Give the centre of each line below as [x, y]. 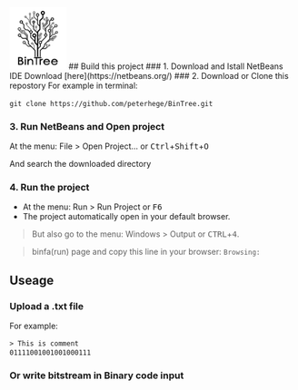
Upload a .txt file [47, 306]
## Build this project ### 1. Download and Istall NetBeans [175, 66]
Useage [32, 280]
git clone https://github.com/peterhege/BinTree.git [111, 103]
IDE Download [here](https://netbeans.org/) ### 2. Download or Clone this [149, 75]
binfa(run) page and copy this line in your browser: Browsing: [146, 252]
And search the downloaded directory [80, 164]
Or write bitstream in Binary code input [97, 375]
